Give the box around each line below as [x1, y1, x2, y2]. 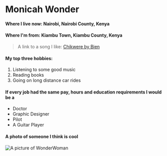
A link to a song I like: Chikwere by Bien [17, 43, 100, 49]
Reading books [12, 72, 44, 78]
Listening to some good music [12, 67, 76, 73]
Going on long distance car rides [12, 77, 81, 83]
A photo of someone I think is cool [5, 133, 78, 139]
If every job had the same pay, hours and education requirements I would [5, 89, 162, 95]
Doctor [12, 106, 27, 112]
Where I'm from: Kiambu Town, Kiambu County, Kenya [5, 32, 122, 39]
